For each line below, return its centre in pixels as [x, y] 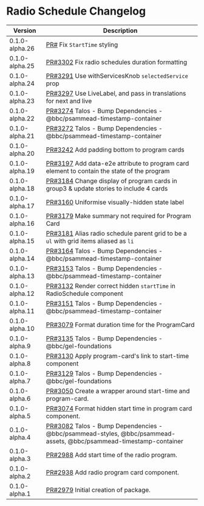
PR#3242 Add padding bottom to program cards [115, 149]
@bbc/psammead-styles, [83, 434]
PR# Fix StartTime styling [82, 44]
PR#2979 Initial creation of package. [98, 490]
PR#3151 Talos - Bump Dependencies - [104, 303]
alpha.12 [22, 293]
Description [120, 30]
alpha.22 [22, 118]
